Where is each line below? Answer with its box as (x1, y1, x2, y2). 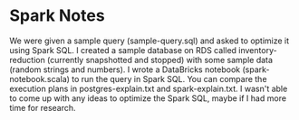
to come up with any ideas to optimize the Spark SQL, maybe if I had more (9, 92, 287, 104)
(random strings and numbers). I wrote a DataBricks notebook (9, 64, 241, 75)
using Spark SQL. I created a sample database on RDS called (9, 44, 237, 55)
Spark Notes (9, 5, 106, 26)
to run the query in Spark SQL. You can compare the (72, 73, 267, 84)
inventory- (238, 44, 278, 55)
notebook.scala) (9, 73, 71, 84)
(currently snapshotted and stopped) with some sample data (46, 54, 274, 65)
